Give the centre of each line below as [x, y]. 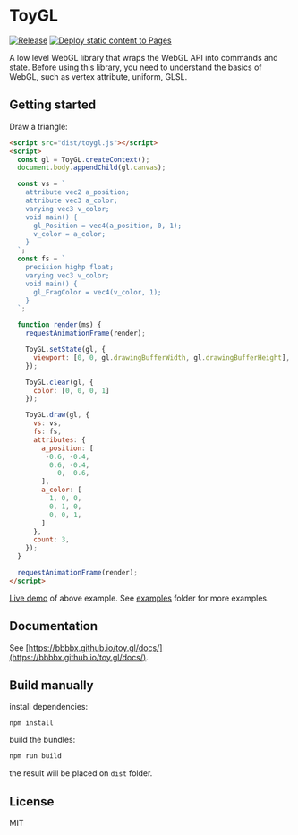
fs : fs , [47, 431]
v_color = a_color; [69, 234]
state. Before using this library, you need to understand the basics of [136, 67]
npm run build [36, 756]
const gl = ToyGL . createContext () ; [84, 159]
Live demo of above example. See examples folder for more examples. [139, 598]
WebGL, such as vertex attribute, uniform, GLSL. [98, 76]
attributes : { [60, 439]
